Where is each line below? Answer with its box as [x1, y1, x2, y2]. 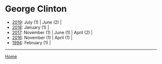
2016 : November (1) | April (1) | [12, 35, 73, 40]
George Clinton [5, 3, 67, 14]
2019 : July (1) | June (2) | [12, 19, 62, 25]
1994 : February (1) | [12, 39, 51, 45]
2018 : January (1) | [12, 24, 49, 30]
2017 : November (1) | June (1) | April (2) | [12, 29, 93, 35]
